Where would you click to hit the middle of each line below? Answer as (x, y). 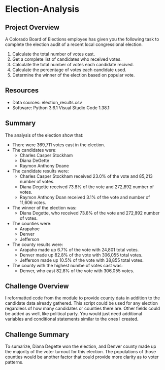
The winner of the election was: (44, 207)
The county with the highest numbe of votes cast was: (67, 265)
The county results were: (37, 244)
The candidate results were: (41, 171)
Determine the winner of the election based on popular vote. (73, 75)
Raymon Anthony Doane (44, 165)
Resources (22, 91)
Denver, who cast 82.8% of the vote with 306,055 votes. (77, 271)
